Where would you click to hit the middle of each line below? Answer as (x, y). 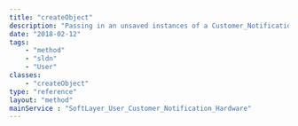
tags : (19, 42)
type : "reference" (43, 91)
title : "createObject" (51, 17)
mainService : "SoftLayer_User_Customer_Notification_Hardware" (130, 108)
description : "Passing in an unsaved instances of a (109, 26)
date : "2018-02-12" (45, 34)
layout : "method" (41, 100)
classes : (25, 75)
